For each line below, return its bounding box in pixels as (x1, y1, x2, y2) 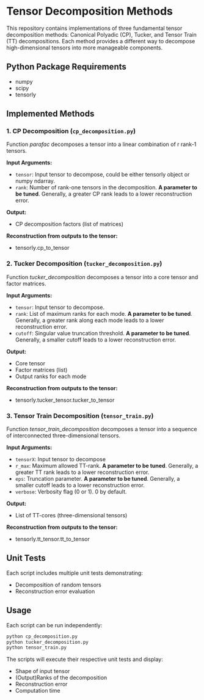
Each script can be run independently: (6, 621, 103, 629)
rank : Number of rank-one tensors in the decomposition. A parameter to (15, 184, 197, 191)
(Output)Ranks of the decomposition (15, 674, 107, 682)
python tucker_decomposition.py (6, 639, 89, 645)
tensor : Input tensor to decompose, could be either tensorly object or (15, 171, 190, 178)
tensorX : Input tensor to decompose (15, 456, 106, 463)
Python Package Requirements (6, 62, 127, 72)
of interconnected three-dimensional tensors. (6, 432, 121, 439)
